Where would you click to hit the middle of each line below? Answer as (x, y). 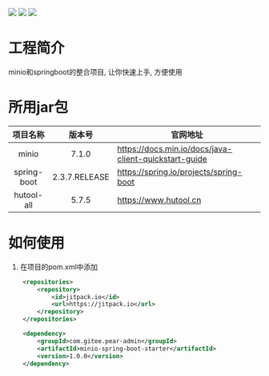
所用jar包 (38, 107)
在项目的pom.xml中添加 (59, 267)
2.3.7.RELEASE (81, 176)
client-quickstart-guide (162, 159)
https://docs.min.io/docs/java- (175, 148)
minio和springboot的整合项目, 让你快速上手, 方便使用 (95, 71)
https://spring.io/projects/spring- (180, 172)
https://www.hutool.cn (159, 200)
